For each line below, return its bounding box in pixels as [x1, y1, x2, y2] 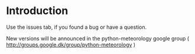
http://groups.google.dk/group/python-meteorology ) [6, 41, 136, 48]
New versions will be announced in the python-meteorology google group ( [6, 35, 190, 42]
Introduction [6, 4, 69, 18]
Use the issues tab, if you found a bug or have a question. [6, 23, 147, 31]
